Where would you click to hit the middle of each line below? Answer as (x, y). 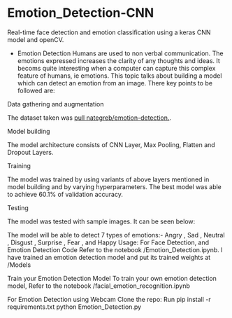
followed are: (36, 90)
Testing (18, 207)
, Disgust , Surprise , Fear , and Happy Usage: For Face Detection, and (108, 242)
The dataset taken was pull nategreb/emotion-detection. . (89, 118)
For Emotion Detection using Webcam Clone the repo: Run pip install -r (109, 299)
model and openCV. (36, 39)
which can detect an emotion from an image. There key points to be (115, 83)
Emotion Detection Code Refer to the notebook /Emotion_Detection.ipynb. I (115, 249)
